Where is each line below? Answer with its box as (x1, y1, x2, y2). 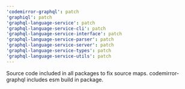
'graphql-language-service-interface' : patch (6, 31, 122, 37)
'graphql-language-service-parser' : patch (6, 36, 114, 42)
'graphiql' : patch (6, 14, 52, 20)
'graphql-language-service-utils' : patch (6, 53, 112, 59)
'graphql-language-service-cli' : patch (6, 25, 106, 32)
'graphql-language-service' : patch (6, 20, 96, 26)
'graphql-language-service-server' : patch (6, 42, 114, 48)
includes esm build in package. (26, 76, 104, 83)
